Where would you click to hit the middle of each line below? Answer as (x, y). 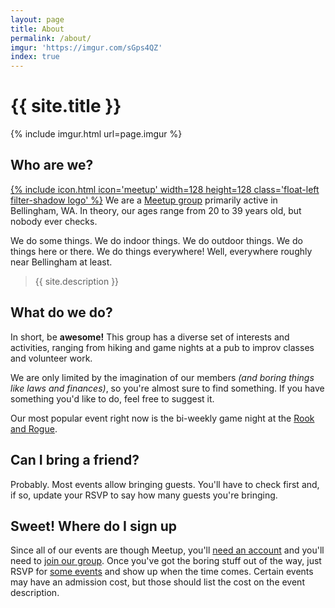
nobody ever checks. (54, 221)
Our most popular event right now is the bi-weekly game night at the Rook (162, 418)
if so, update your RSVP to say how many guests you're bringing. (144, 495)
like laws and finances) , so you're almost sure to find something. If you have (167, 388)
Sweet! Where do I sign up (94, 526)
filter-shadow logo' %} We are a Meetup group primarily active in (144, 200)
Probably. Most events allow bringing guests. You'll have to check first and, (165, 484)
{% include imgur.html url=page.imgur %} (96, 134)
